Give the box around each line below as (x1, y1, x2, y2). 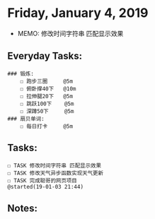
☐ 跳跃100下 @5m (20, 100, 74, 107)
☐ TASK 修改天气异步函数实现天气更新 (7, 170, 104, 177)
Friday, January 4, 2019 (7, 5, 149, 21)
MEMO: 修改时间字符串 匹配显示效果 (17, 29, 124, 37)
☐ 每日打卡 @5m (20, 122, 73, 130)
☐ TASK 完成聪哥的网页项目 (7, 177, 78, 184)
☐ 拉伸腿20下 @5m (20, 93, 73, 100)
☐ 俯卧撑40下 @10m (20, 85, 76, 93)
